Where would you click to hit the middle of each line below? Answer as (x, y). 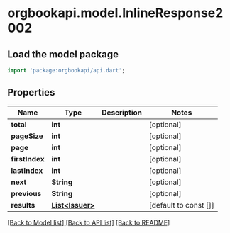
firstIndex (28, 159)
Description (122, 113)
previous (26, 193)
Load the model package (63, 54)
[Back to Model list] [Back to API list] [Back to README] (89, 222)
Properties (31, 92)
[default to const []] (182, 205)
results (23, 205)
